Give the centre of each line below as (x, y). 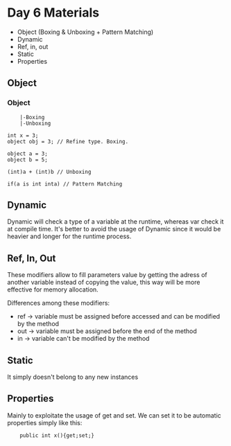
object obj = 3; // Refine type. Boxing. (68, 141)
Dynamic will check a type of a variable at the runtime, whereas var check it (115, 222)
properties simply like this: (45, 422)
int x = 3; (23, 135)
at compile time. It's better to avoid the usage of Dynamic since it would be (114, 229)
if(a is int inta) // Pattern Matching (65, 184)
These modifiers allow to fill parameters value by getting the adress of (108, 275)
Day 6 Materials (53, 13)
